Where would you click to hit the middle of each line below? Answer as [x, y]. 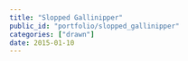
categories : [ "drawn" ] [52, 34]
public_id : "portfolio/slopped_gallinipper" [94, 26]
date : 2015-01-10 [42, 43]
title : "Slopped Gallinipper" [66, 17]
